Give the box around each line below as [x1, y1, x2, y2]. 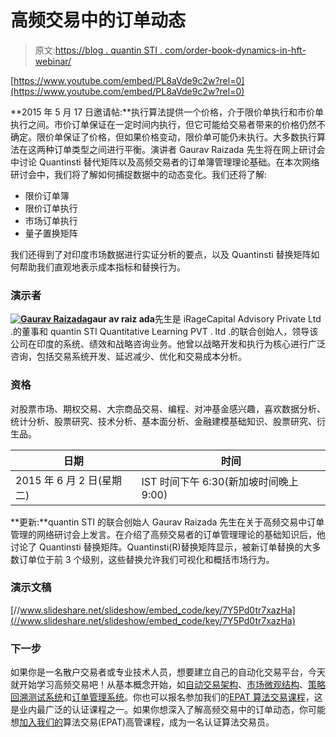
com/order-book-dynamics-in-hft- [164, 44, 307, 56]
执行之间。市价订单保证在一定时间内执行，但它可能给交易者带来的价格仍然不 [10, 118, 326, 130]
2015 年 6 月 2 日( [15, 473, 102, 487]
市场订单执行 [24, 214, 78, 226]
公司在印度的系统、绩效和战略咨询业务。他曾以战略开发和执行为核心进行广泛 [10, 338, 326, 350]
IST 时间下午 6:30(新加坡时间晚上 [141, 474, 299, 488]
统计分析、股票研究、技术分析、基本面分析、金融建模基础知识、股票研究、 [10, 415, 317, 427]
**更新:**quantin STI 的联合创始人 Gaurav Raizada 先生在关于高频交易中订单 [10, 516, 325, 528]
